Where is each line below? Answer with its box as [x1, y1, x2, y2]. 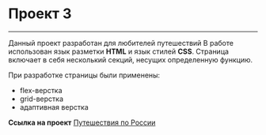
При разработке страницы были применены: [8, 70, 161, 80]
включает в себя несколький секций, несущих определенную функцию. [8, 54, 253, 64]
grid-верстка [19, 94, 64, 103]
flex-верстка [19, 85, 63, 95]
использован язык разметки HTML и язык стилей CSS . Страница [8, 47, 230, 56]
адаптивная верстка [19, 102, 89, 111]
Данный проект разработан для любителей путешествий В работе [8, 38, 234, 47]
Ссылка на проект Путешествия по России [8, 118, 156, 127]
